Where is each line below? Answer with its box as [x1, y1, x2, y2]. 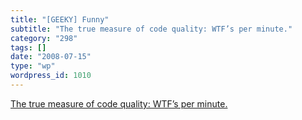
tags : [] [10, 42, 47, 53]
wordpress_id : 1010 [10, 71, 92, 81]
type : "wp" [10, 61, 56, 71]
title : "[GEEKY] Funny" [10, 14, 110, 25]
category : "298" [10, 33, 78, 43]
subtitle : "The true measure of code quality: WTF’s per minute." [10, 24, 293, 34]
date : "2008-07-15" [10, 52, 92, 62]
